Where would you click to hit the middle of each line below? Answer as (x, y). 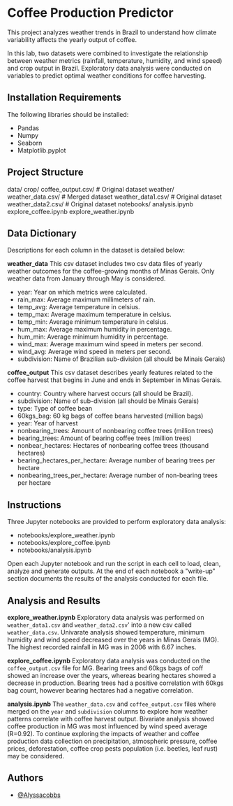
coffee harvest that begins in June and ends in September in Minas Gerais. (114, 380)
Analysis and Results (54, 601)
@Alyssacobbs (39, 795)
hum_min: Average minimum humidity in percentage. (93, 337)
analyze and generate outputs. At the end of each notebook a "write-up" (112, 571)
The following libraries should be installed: (68, 114)
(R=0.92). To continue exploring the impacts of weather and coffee (103, 734)
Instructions (34, 505)
